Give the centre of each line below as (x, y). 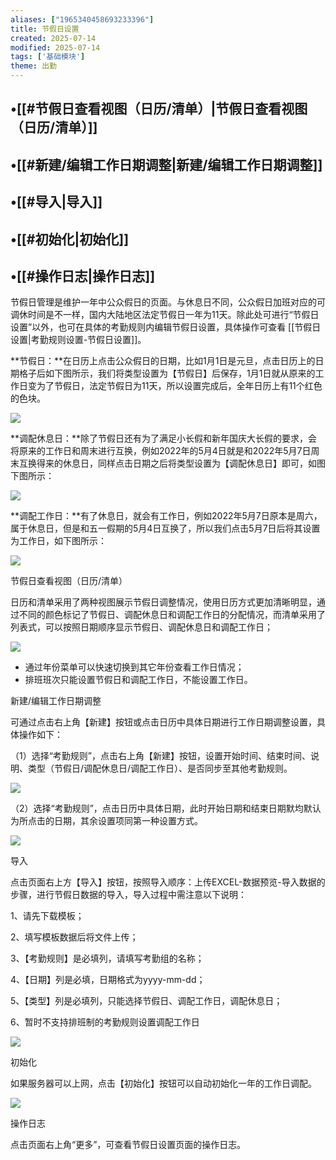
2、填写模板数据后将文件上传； (74, 937)
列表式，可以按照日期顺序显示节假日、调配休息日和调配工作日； (141, 627)
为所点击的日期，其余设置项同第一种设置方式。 (106, 821)
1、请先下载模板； (47, 916)
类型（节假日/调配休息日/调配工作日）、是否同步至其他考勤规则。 (160, 768)
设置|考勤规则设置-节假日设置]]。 (78, 340)
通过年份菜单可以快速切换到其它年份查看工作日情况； (134, 667)
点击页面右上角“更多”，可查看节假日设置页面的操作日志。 (128, 1145)
